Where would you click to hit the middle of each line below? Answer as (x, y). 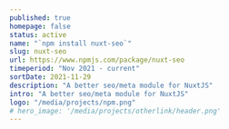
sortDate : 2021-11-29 (50, 77)
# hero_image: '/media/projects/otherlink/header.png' (115, 111)
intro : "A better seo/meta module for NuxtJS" (99, 94)
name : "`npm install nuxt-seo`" (70, 43)
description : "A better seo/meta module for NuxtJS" (111, 85)
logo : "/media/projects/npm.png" (73, 102)
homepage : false (40, 26)
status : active (38, 35)
